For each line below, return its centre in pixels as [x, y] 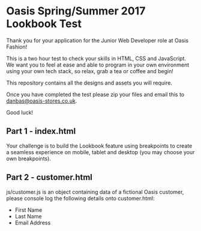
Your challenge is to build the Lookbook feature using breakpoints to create [99, 146]
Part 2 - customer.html [49, 177]
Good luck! [20, 112]
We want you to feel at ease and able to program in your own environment [98, 65]
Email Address [33, 223]
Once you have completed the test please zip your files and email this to [95, 94]
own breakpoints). [28, 158]
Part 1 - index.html [41, 131]
